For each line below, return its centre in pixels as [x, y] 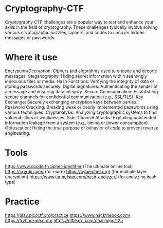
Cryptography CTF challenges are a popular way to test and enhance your [80, 22]
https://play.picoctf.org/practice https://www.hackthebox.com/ [68, 215]
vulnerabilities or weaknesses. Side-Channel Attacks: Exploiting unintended [81, 117]
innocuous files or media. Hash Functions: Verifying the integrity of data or [80, 81]
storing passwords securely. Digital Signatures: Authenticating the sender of [81, 86]
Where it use [31, 57]
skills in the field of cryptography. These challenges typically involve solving [81, 27]
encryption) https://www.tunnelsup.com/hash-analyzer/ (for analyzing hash [81, 177]
